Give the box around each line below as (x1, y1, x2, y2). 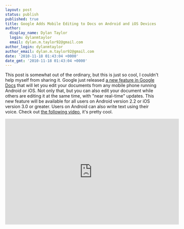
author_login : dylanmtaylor (5, 44, 63, 49)
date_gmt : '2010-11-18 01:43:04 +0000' (5, 58, 88, 63)
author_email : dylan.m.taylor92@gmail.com (5, 49, 94, 54)
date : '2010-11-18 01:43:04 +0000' (5, 53, 79, 59)
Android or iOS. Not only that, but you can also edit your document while (5, 88, 154, 94)
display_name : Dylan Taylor (9, 30, 68, 35)
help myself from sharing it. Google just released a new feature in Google (5, 77, 155, 83)
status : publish (5, 12, 39, 17)
